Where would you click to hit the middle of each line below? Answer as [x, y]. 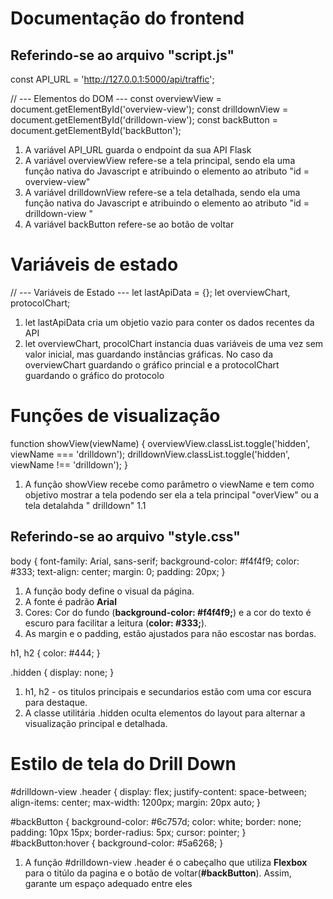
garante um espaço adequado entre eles [108, 883]
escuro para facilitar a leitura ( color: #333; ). [116, 623]
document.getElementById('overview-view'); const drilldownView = [149, 109]
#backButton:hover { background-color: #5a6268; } [117, 843]
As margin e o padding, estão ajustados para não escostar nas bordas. [170, 633]
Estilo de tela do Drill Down [123, 763]
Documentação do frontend [127, 18]
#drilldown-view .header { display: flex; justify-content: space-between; [158, 791]
